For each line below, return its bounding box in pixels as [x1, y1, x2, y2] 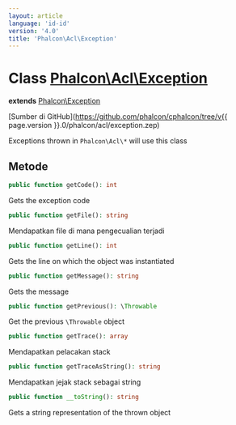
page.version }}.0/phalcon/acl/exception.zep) [8, 121, 160, 130]
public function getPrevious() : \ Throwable [8, 302, 158, 310]
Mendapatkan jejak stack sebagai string [8, 377, 141, 387]
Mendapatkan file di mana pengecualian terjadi [8, 226, 165, 236]
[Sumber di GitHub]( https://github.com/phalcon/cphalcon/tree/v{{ [8, 112, 228, 121]
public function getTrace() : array [8, 333, 129, 341]
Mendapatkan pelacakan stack [8, 347, 111, 357]
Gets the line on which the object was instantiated [8, 256, 175, 266]
